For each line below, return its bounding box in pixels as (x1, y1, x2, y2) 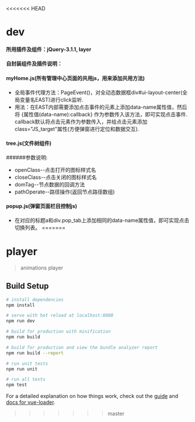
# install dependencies (6, 296, 64, 303)
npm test (6, 382, 27, 388)
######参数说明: (6, 154, 48, 161)
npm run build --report (6, 350, 64, 356)
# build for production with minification (6, 328, 111, 335)
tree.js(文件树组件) (6, 140, 52, 147)
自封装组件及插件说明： (6, 60, 62, 67)
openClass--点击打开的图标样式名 (14, 166, 96, 173)
